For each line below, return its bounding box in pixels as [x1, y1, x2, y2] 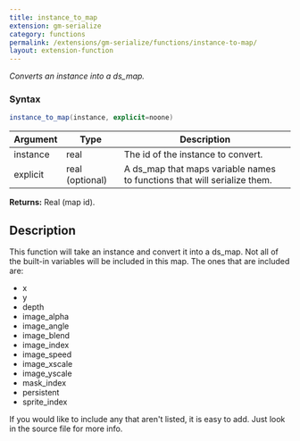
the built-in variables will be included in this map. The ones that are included [9, 256, 290, 267]
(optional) [66, 174, 107, 187]
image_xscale [21, 359, 73, 370]
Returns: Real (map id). [9, 197, 96, 208]
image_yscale [21, 368, 73, 379]
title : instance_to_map [9, 12, 98, 22]
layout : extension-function [9, 46, 114, 55]
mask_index [21, 378, 67, 388]
